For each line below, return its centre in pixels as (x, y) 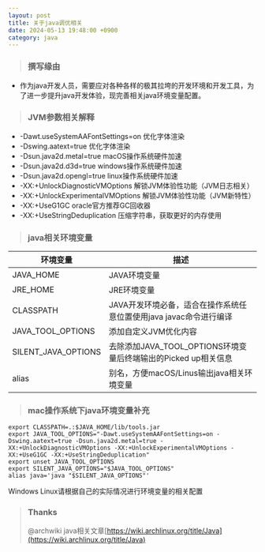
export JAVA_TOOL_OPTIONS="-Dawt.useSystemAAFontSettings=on (111, 434)
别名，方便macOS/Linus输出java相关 (177, 374)
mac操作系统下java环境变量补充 (88, 411)
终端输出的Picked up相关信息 (179, 359)
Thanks (42, 513)
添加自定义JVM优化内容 (153, 332)
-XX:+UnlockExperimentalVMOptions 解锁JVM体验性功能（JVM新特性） (137, 195)
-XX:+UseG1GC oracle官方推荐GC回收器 (85, 205)
